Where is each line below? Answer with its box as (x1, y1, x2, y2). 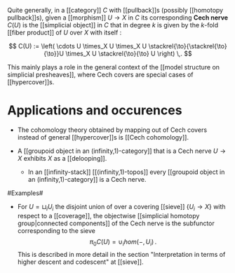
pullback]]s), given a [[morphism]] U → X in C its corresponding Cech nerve (7, 13, 229, 22)
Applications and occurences (7, 102, 182, 119)
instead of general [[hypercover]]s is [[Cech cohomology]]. (17, 133, 189, 141)
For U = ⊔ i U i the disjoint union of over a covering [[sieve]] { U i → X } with (17, 202, 226, 213)
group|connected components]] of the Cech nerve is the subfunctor (17, 219, 215, 227)
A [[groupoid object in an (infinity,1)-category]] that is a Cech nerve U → (17, 147, 227, 155)
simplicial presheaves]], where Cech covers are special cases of (7, 70, 194, 79)
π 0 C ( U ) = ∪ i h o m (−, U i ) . (89, 237, 157, 248)
